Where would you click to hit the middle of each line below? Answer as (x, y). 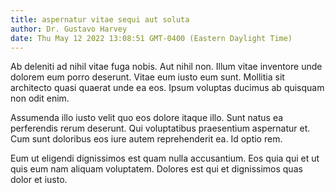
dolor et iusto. (39, 180)
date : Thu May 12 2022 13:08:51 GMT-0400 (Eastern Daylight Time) (151, 38)
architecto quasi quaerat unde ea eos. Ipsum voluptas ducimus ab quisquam (167, 88)
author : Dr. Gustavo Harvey (69, 29)
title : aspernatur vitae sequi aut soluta (100, 19)
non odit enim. (40, 98)
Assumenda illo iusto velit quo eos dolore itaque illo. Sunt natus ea (147, 118)
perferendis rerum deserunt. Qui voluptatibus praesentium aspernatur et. (160, 128)
